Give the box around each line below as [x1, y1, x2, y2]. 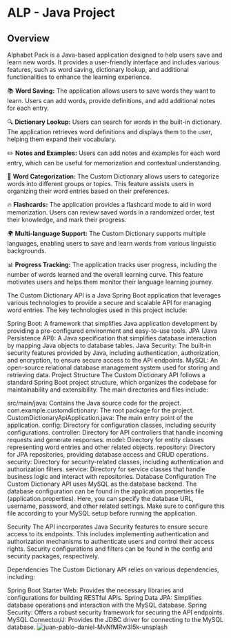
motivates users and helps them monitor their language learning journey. [7, 278, 214, 286]
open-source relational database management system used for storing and [7, 363, 221, 372]
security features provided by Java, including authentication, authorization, [7, 349, 221, 357]
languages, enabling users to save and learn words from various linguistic [7, 239, 217, 247]
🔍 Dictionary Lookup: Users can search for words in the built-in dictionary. [7, 118, 222, 126]
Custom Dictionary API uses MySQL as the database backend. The [7, 480, 197, 488]
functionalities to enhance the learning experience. [7, 73, 152, 81]
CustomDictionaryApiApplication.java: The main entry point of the [7, 414, 194, 421]
